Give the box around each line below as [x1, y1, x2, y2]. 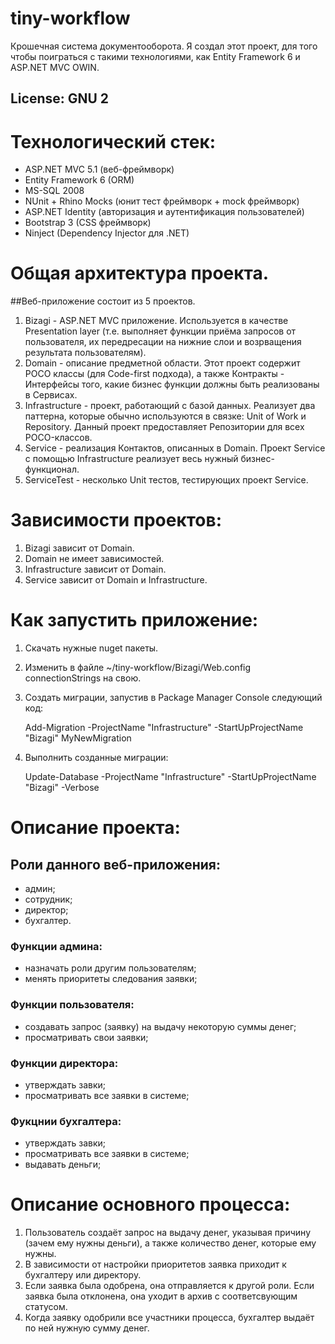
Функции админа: [10, 940, 103, 953]
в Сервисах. [24, 389, 78, 401]
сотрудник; [24, 893, 73, 906]
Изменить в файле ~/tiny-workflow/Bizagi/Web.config [24, 662, 252, 674]
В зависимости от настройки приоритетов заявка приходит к [24, 1258, 287, 1271]
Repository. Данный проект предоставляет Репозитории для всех [24, 421, 305, 433]
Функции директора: [10, 1056, 119, 1070]
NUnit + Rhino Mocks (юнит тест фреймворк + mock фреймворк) [24, 195, 300, 207]
